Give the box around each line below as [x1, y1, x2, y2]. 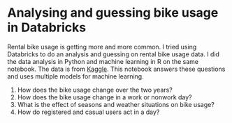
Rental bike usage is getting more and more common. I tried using [7, 42, 197, 51]
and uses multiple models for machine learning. [7, 72, 145, 81]
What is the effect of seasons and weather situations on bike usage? [17, 100, 215, 108]
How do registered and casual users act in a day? [17, 108, 160, 116]
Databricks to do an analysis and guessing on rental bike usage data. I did [7, 50, 220, 58]
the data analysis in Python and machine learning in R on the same [7, 57, 199, 65]
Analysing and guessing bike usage [7, 5, 219, 21]
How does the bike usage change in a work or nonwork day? [17, 92, 192, 101]
